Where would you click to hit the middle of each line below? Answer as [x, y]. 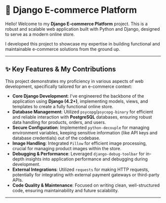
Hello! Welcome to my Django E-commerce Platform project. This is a [77, 24]
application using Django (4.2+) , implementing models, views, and [80, 101]
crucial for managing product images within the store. [67, 148]
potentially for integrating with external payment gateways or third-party [86, 174]
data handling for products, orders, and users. [59, 122]
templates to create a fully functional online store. [63, 106]
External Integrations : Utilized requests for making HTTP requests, [81, 169]
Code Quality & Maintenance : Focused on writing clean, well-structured [86, 185]
